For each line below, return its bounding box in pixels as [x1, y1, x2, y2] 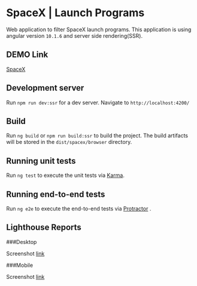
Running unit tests [6, 156, 76, 166]
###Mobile [6, 261, 34, 269]
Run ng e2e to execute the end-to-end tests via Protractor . [6, 205, 151, 212]
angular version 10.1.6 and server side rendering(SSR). [6, 32, 143, 39]
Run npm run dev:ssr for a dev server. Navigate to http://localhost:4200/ [6, 99, 190, 106]
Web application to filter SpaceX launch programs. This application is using [6, 26, 192, 33]
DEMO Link [6, 50, 49, 60]
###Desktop [6, 238, 37, 245]
